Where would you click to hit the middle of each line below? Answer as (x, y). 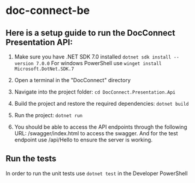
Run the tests (31, 159)
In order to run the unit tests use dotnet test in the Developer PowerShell (97, 173)
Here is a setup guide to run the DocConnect (91, 33)
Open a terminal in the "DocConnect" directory (72, 80)
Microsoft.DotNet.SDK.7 (44, 69)
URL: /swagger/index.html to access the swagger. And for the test (96, 133)
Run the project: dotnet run (48, 115)
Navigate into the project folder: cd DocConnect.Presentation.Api (95, 92)
